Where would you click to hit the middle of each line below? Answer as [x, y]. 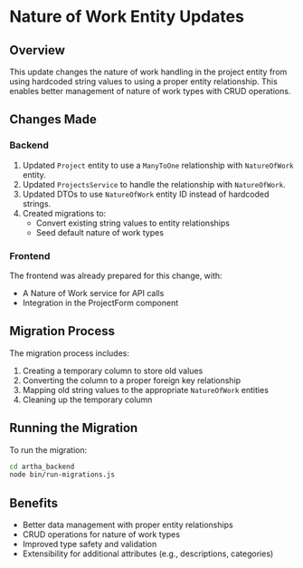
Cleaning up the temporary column [87, 400]
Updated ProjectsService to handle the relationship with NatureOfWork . [154, 184]
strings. [37, 203]
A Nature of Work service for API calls [93, 293]
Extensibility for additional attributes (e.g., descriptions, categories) [148, 554]
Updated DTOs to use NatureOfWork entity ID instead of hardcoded [146, 194]
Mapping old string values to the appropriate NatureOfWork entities [146, 390]
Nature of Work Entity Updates [127, 17]
